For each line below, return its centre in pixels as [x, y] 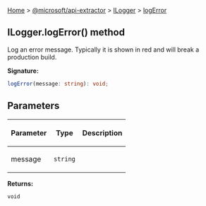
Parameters [34, 106]
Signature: [23, 71]
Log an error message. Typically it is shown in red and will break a [103, 50]
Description [102, 132]
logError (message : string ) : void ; [58, 84]
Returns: [20, 183]
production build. [32, 57]
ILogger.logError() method [66, 32]
